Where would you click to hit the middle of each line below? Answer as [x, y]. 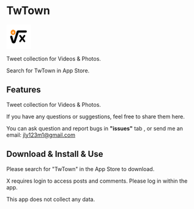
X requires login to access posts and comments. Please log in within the [97, 181]
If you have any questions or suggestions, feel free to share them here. [96, 116]
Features [24, 90]
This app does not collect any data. [51, 199]
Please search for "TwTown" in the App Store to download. [80, 169]
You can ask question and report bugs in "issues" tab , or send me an [95, 128]
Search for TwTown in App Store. [48, 70]
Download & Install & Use [55, 154]
